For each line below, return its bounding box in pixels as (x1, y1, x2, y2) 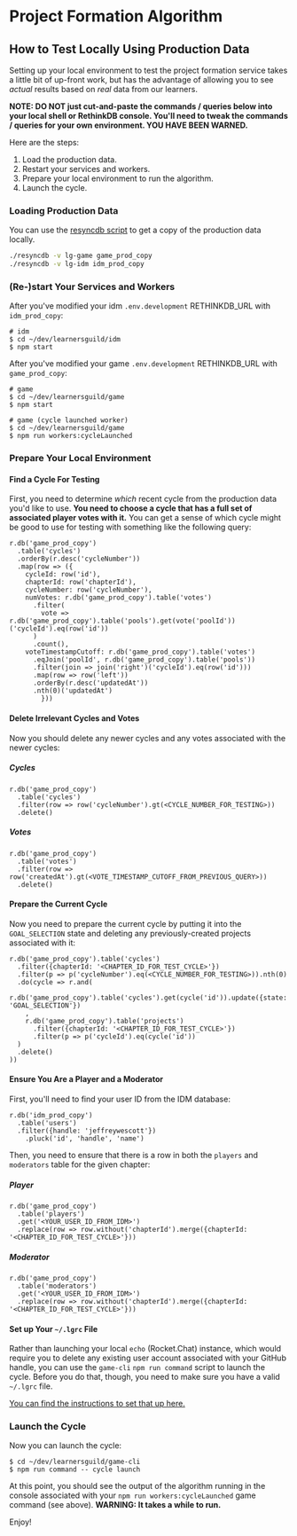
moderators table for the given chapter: (9, 1159, 151, 1170)
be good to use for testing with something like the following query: (9, 521, 252, 533)
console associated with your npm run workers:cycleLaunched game (9, 1490, 256, 1501)
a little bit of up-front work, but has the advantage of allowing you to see (9, 74, 274, 85)
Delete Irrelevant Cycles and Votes (9, 713, 140, 724)
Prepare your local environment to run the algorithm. (21, 173, 215, 184)
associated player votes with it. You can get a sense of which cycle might (9, 513, 282, 523)
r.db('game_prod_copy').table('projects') (25, 1016, 184, 1025)
